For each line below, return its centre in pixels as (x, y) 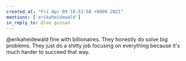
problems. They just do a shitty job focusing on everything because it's (93, 46)
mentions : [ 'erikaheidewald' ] (44, 17)
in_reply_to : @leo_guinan (38, 23)
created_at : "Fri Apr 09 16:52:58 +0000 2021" (65, 12)
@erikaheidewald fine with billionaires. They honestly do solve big (87, 40)
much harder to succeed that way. (48, 52)
